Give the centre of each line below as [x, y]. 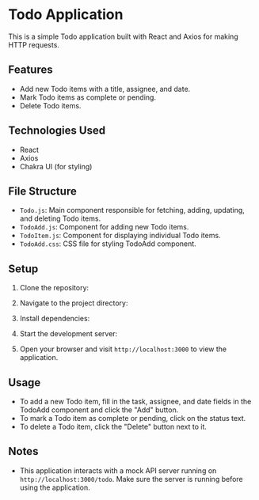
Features [30, 70]
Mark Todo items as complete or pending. [88, 97]
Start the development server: [69, 334]
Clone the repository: [54, 288]
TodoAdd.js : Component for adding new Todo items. [104, 227]
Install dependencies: [55, 319]
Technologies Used [57, 131]
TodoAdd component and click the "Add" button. [99, 410]
